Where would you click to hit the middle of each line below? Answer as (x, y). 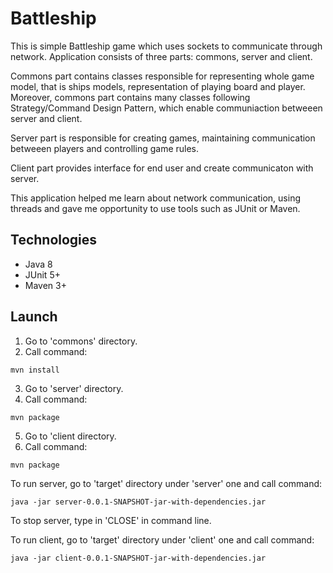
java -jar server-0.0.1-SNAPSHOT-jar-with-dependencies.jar (138, 502)
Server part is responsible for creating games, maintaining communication (163, 138)
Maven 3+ (45, 285)
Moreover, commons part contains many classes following (130, 97)
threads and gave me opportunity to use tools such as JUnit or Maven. (155, 208)
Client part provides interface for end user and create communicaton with (162, 168)
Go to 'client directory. (70, 436)
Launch (34, 317)
